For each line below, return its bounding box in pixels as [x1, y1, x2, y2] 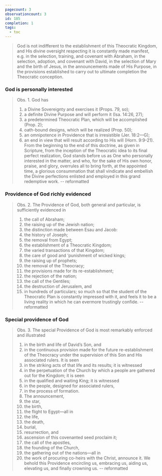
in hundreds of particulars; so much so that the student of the [24, 288, 147, 294]
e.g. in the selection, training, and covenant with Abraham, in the [16, 53, 146, 59]
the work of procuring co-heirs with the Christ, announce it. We [24, 455, 151, 461]
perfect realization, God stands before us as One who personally [24, 153, 153, 159]
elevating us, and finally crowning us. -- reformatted [24, 465, 128, 471]
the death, [24, 419, 45, 425]
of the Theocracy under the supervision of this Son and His [24, 352, 143, 358]
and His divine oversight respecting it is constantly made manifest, [16, 48, 150, 54]
